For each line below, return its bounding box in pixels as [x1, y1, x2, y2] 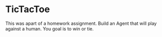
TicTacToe [5, 4, 50, 15]
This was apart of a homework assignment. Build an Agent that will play [5, 20, 157, 26]
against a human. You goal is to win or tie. [5, 25, 94, 31]
